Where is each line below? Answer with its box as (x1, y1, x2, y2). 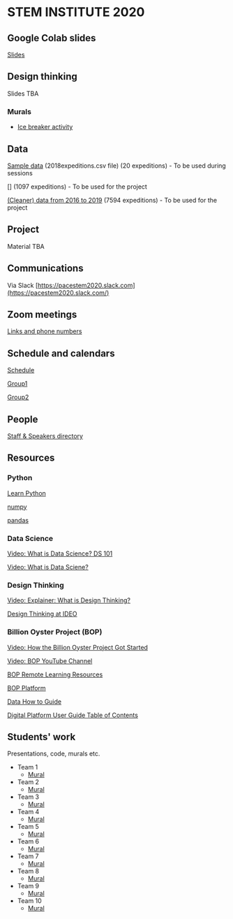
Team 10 (17, 897, 42, 905)
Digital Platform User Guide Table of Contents (7, 711, 138, 719)
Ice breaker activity (17, 123, 73, 131)
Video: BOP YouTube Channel (7, 656, 93, 665)
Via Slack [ (7, 281, 38, 289)
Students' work (7, 731, 76, 743)
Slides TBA (7, 89, 39, 98)
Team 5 (17, 823, 40, 831)
